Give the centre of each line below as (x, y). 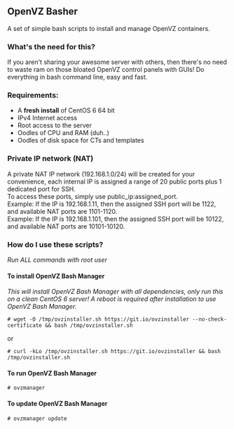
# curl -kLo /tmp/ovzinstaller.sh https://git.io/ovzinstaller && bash (114, 352)
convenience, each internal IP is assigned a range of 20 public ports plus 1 (115, 181)
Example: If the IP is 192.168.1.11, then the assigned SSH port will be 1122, (112, 204)
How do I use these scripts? (55, 244)
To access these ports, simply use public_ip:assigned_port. (93, 196)
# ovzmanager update (37, 418)
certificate (25, 326)
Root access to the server (55, 125)
